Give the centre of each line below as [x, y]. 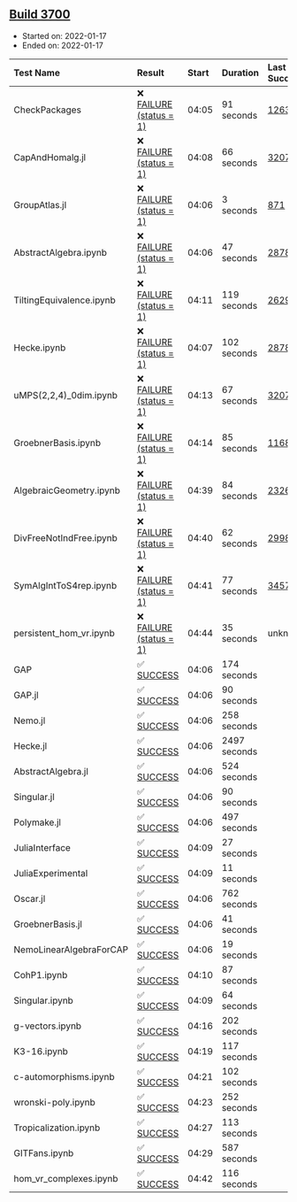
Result [151, 73]
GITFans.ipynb [44, 1152]
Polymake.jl [38, 822]
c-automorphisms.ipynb [64, 1076]
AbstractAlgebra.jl [51, 771]
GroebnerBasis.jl [48, 924]
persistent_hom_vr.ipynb [64, 633]
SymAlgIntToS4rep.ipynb [65, 585]
